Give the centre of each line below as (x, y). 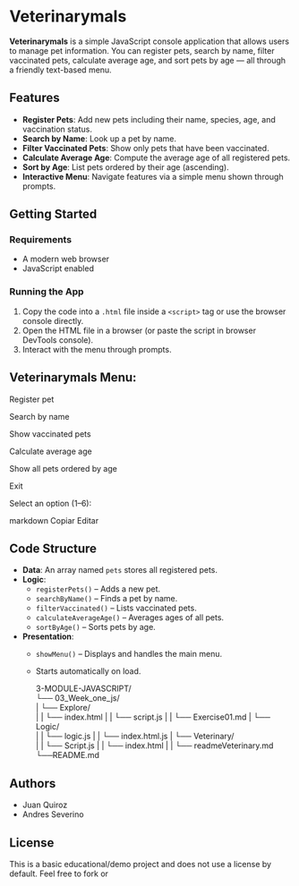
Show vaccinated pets (50, 434)
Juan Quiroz (45, 805)
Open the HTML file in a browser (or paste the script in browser (139, 330)
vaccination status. (57, 129)
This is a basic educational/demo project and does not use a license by (140, 864)
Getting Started (53, 214)
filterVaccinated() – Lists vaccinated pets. (116, 608)
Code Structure (53, 548)
